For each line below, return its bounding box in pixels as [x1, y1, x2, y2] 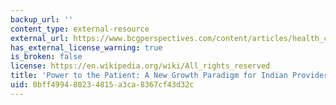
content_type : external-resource [10, 24, 150, 34]
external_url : [10, 33, 70, 43]
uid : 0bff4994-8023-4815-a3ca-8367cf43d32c [10, 80, 195, 90]
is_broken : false [10, 52, 83, 62]
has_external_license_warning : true [10, 42, 163, 53]
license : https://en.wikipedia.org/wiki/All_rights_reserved [10, 61, 271, 71]
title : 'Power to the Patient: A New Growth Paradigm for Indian [10, 71, 288, 81]
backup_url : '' [10, 14, 74, 25]
